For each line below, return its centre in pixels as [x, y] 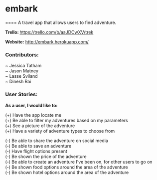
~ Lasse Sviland [22, 76]
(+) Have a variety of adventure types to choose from [60, 131]
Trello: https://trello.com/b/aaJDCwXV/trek [49, 32]
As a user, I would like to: [31, 105]
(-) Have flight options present [36, 151]
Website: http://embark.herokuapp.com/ [47, 42]
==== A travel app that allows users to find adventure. [61, 22]
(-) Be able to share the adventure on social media [57, 141]
